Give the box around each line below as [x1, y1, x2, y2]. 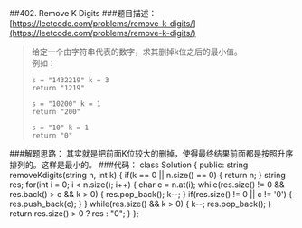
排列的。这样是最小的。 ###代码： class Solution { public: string [9, 159, 249, 170]
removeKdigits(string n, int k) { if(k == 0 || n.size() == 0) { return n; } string [9, 170, 287, 180]
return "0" [31, 131, 73, 140]
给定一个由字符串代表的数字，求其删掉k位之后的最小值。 [31, 46, 242, 57]
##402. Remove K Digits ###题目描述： [9, 8, 157, 18]
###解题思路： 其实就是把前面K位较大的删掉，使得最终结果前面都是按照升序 [9, 148, 294, 158]
